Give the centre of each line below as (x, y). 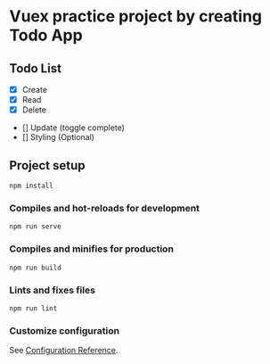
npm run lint (33, 308)
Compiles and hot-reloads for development (105, 208)
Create (34, 90)
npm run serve (36, 227)
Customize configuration (65, 330)
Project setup (48, 165)
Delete (34, 110)
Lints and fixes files (53, 290)
